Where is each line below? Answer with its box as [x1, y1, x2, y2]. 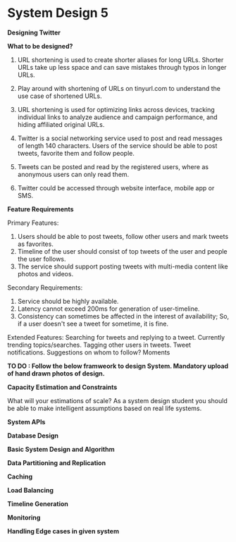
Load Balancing [7, 486, 54, 494]
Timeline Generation [7, 499, 68, 508]
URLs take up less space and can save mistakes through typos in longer [17, 63, 227, 71]
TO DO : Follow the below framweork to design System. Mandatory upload [7, 362, 229, 370]
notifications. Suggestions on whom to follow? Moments [7, 347, 170, 357]
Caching [7, 472, 33, 481]
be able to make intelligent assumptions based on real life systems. [7, 404, 202, 412]
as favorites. [17, 240, 54, 248]
